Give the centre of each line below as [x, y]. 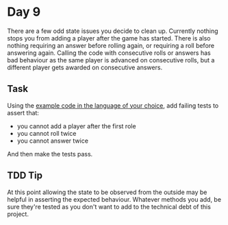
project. [18, 214]
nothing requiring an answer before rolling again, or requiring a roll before [111, 45]
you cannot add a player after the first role [76, 126]
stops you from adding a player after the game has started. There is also [109, 38]
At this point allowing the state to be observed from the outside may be [107, 192]
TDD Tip [25, 176]
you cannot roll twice [47, 133]
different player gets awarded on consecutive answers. [85, 67]
